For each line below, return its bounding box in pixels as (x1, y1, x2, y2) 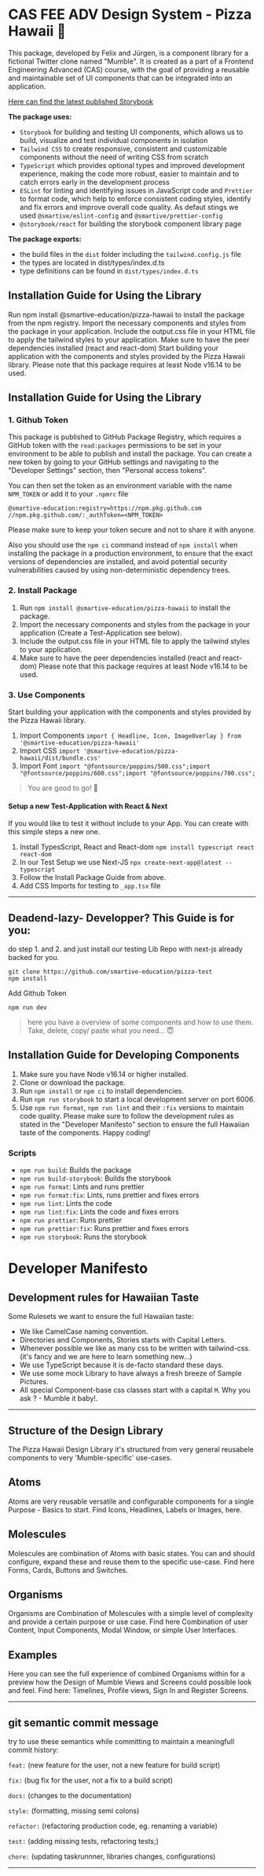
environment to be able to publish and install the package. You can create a (8, 449, 252, 459)
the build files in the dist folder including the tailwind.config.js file (19, 249, 241, 258)
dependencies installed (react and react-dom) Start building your (8, 343, 218, 353)
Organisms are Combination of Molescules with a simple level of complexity (8, 1609, 254, 1618)
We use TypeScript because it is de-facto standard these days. (19, 1361, 224, 1370)
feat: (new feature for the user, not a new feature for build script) (8, 1761, 221, 1770)
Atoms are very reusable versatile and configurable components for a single (8, 1497, 254, 1506)
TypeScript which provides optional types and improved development (19, 160, 245, 170)
